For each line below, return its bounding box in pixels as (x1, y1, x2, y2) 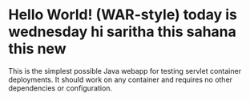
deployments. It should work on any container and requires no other (8, 75, 233, 84)
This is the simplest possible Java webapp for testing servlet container (8, 66, 242, 75)
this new (8, 40, 67, 58)
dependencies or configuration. (8, 83, 113, 93)
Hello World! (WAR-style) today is (8, 6, 238, 24)
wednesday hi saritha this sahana (8, 22, 236, 41)
